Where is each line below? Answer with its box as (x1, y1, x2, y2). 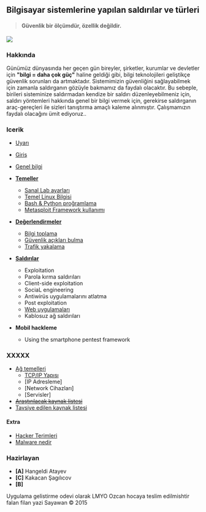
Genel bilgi (15, 163, 43, 170)
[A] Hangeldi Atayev (15, 467, 67, 475)
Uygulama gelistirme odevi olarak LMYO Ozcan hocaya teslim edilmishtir (6, 492, 190, 500)
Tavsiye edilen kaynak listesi (15, 404, 88, 412)
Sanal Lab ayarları (24, 187, 71, 194)
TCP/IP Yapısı (24, 372, 59, 379)
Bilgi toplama (24, 230, 58, 238)
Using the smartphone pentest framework (24, 336, 131, 344)
